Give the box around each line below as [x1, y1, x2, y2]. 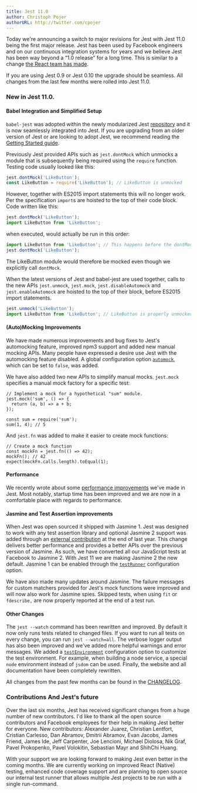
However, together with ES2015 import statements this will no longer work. [6, 190, 186, 197]
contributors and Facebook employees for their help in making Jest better [6, 719, 184, 726]
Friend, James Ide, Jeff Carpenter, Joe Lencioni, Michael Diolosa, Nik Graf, [6, 738, 186, 745]
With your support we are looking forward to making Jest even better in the [6, 755, 188, 762]
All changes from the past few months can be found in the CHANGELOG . [6, 678, 182, 686]
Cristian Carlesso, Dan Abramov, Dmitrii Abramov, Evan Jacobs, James [6, 731, 178, 738]
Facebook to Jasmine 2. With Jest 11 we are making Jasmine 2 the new [6, 555, 178, 562]
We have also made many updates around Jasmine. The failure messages [6, 578, 185, 585]
